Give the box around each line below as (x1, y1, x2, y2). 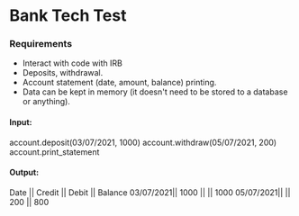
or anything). (22, 96, 70, 107)
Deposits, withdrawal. (22, 67, 104, 78)
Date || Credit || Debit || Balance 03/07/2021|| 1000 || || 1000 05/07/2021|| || (9, 186, 291, 198)
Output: (9, 167, 39, 178)
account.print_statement (9, 146, 100, 157)
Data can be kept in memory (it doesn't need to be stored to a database (22, 86, 288, 97)
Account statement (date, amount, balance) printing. (22, 77, 217, 88)
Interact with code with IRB (22, 58, 123, 68)
